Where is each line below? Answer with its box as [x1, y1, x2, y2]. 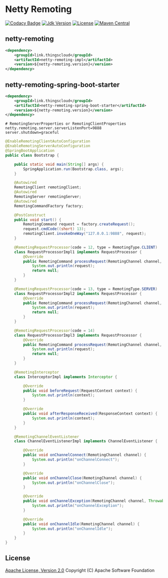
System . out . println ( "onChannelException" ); [31, 503, 124, 508]
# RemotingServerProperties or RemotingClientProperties [5, 121, 126, 126]
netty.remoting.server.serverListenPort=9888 [5, 126, 101, 131]
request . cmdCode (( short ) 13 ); [23, 226, 86, 231]
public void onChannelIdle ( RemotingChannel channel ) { [23, 521, 140, 526]
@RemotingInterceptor [14, 370, 59, 375]
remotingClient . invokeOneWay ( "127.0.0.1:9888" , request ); [23, 231, 146, 236]
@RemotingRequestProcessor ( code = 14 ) [14, 328, 95, 333]
